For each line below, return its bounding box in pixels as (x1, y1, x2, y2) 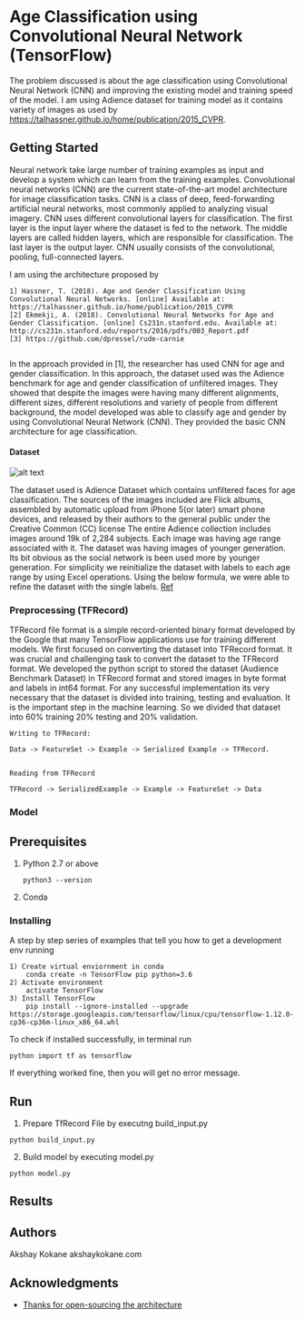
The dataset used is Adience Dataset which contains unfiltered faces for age (9, 484, 297, 495)
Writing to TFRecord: (9, 730, 92, 739)
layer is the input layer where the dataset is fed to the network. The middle (9, 222, 288, 233)
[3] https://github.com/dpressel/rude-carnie (9, 334, 184, 343)
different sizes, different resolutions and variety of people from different (9, 397, 279, 408)
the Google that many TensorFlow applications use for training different (9, 634, 277, 645)
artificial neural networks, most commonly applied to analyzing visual (9, 203, 269, 214)
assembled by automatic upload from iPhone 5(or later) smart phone (9, 503, 266, 515)
